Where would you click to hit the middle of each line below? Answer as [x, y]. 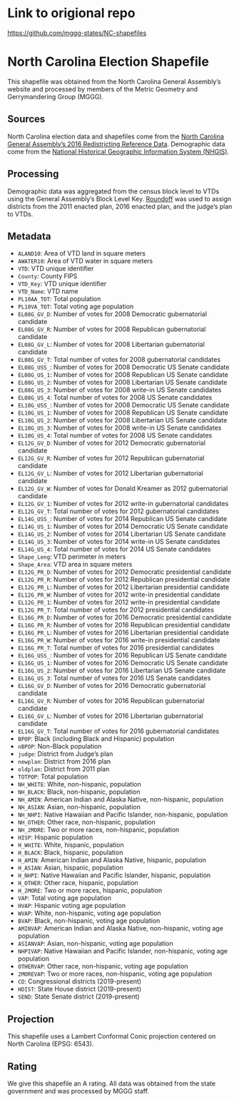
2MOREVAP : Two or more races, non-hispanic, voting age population [115, 974]
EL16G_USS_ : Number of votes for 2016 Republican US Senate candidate [122, 655]
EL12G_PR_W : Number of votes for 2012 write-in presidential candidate [119, 595]
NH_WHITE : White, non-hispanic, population [79, 784]
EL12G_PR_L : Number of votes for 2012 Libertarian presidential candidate [123, 587]
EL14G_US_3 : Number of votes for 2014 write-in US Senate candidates [119, 542]
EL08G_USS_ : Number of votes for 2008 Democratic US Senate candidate [123, 367]
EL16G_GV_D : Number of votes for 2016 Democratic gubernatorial [111, 686]
